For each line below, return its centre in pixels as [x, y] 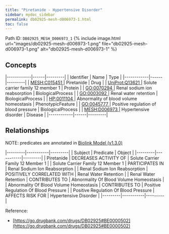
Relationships [27, 131]
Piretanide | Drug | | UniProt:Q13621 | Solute [111, 83]
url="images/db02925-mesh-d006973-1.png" [53, 44]
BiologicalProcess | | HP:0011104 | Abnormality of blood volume [71, 99]
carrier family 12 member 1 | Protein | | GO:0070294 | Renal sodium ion [79, 88]
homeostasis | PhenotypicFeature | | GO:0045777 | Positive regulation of [81, 104]
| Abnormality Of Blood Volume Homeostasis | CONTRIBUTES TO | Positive [83, 184]
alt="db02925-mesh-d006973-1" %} [79, 49]
